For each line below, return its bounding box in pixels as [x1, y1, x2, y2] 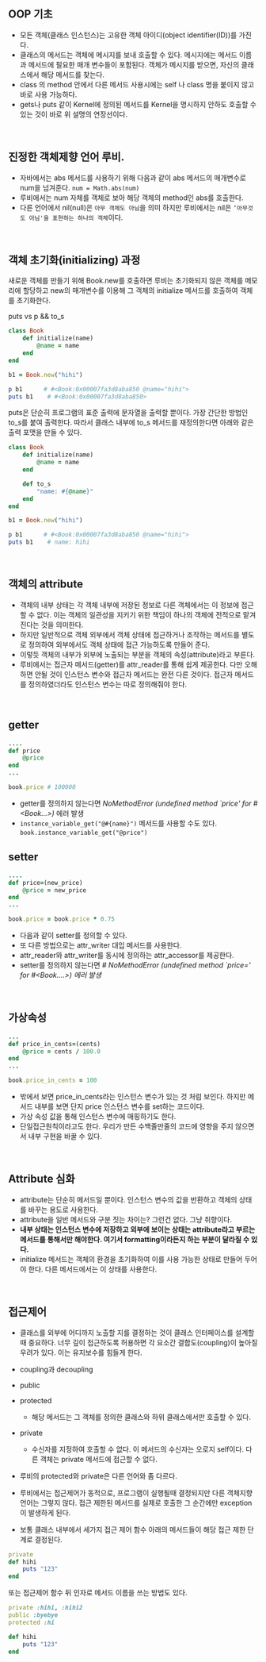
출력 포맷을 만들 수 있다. [8, 428, 82, 437]
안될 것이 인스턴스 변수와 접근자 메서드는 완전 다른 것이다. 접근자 [34, 669, 234, 679]
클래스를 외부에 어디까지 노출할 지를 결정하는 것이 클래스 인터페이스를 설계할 [19, 1328, 255, 1337]
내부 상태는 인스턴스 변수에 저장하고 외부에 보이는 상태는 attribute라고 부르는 [19, 1225, 256, 1234]
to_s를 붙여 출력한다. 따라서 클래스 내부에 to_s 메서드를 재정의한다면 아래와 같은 [8, 417, 254, 427]
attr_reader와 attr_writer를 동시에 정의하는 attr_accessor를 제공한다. [19, 951, 235, 960]
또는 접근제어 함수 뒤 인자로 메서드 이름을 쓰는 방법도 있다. [8, 1588, 188, 1598]
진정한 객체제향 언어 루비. [8, 150, 125, 164]
